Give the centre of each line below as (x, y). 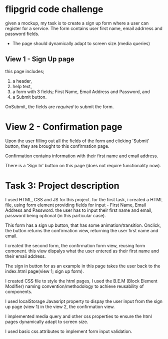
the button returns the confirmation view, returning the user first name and (82, 230)
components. (19, 291)
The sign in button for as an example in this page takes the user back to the (83, 266)
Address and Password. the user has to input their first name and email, (79, 210)
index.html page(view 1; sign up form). (44, 271)
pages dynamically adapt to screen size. (47, 321)
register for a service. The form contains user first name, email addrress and (84, 28)
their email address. (25, 256)
